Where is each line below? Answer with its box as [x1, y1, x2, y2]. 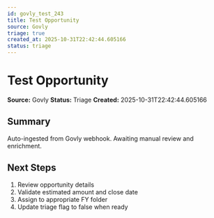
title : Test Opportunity [7, 17, 79, 24]
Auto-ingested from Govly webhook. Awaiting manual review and [7, 134, 194, 143]
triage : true [7, 29, 45, 37]
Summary [7, 116, 51, 127]
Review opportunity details [17, 180, 95, 189]
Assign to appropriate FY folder [17, 195, 108, 203]
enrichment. [7, 141, 42, 150]
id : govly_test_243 [7, 10, 64, 17]
